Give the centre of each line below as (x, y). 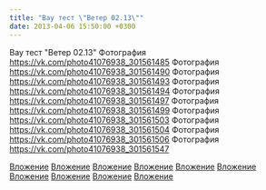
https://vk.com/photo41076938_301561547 (89, 149)
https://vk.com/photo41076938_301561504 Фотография (114, 129)
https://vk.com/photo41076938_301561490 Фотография (114, 71)
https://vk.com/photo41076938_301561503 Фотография (114, 120)
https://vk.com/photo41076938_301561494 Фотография (114, 91)
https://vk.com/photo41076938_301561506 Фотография (114, 139)
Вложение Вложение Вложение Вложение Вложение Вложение (133, 166)
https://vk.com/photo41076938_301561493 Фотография (114, 81)
